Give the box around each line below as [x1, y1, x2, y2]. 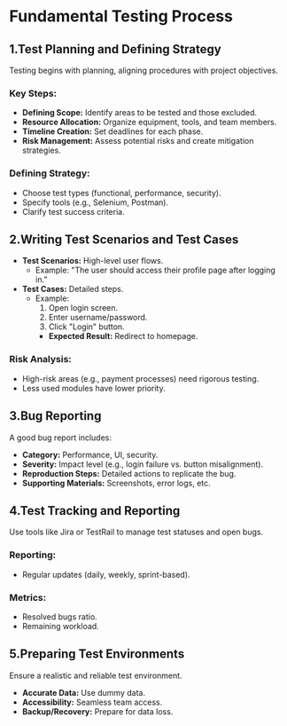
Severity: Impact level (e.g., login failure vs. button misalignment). [21, 459, 264, 470]
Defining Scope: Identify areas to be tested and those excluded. [21, 107, 258, 118]
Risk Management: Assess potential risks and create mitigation [21, 136, 254, 146]
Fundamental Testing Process [9, 6, 233, 27]
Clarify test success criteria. [21, 206, 126, 217]
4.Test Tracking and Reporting [9, 503, 181, 518]
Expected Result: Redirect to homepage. [48, 331, 198, 342]
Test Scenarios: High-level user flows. [21, 256, 164, 266]
